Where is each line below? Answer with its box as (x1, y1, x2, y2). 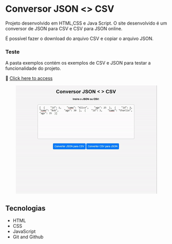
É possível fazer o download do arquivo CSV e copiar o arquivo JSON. (5, 35, 154, 42)
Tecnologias (5, 204, 46, 213)
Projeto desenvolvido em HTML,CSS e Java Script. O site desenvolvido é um (5, 20, 167, 26)
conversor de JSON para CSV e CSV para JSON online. (5, 25, 123, 31)
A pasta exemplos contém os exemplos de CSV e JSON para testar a (5, 60, 151, 66)
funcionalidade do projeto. (5, 65, 61, 72)
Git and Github (12, 234, 44, 240)
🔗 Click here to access (5, 75, 53, 82)
